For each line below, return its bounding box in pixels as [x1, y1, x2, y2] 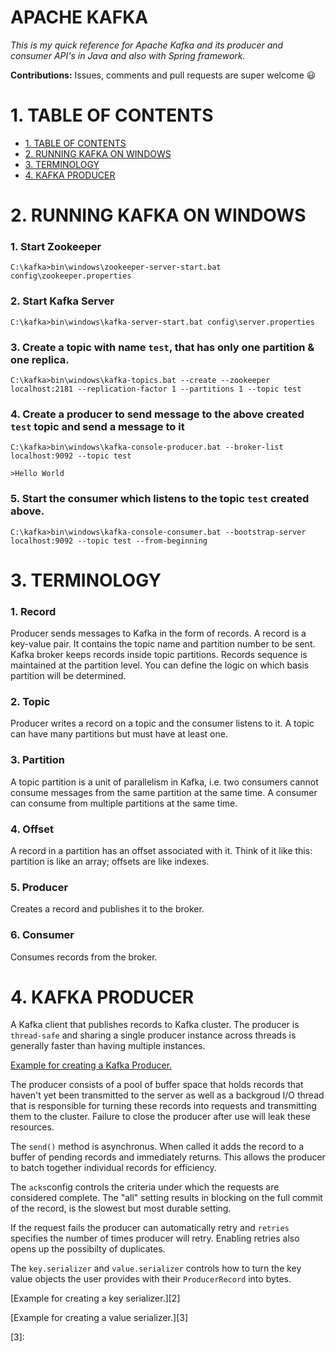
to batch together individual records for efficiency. [10, 1162, 217, 1174]
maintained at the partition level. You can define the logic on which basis [10, 659, 310, 671]
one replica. [10, 352, 70, 366]
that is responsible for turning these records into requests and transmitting [10, 1100, 317, 1112]
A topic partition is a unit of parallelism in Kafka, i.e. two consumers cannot [10, 776, 319, 788]
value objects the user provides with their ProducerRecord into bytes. [10, 1273, 292, 1285]
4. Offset [10, 822, 54, 836]
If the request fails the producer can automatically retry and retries [10, 1222, 290, 1234]
